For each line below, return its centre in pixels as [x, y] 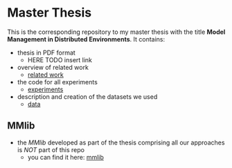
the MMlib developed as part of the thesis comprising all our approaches [121, 142]
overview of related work [53, 67]
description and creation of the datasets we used [87, 96]
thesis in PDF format [46, 53]
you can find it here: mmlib [65, 157]
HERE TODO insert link [60, 59]
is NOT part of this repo [51, 149]
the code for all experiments [57, 82]
